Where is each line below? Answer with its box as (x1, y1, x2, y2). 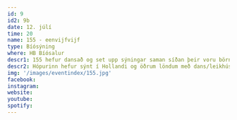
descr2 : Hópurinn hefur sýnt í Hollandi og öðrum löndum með (7, 63, 191, 70)
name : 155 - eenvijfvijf (7, 37, 80, 44)
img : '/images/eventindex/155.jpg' (7, 69, 112, 76)
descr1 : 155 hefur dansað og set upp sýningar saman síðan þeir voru (7, 56, 217, 64)
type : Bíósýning (7, 43, 55, 50)
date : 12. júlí (7, 23, 52, 30)
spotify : (7, 102, 33, 109)
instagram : (7, 83, 39, 90)
